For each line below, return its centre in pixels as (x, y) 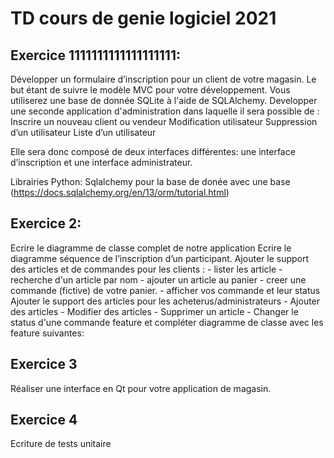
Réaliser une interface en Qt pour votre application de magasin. (141, 388)
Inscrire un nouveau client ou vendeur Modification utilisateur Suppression (164, 121)
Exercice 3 (44, 364)
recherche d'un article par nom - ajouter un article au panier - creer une (158, 279)
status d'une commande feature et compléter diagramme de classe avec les (167, 322)
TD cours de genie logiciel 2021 (143, 18)
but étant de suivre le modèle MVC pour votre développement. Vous (150, 90)
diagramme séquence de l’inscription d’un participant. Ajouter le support (160, 258)
